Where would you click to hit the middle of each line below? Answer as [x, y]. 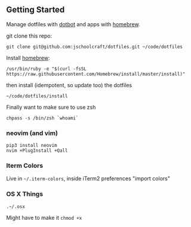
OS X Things [25, 194]
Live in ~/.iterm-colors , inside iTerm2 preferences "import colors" [88, 179]
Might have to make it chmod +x [44, 217]
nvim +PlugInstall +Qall [37, 151]
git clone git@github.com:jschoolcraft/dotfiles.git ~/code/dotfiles [95, 47]
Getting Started [36, 10]
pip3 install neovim [32, 146]
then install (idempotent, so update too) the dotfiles [69, 85]
